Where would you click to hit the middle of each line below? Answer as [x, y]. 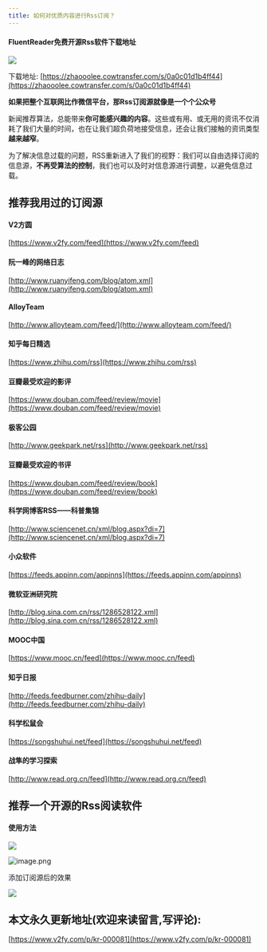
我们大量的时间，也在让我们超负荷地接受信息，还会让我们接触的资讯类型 [141, 128]
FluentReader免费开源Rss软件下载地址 [73, 42]
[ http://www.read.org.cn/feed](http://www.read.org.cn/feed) [108, 779]
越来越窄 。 [26, 138]
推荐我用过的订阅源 [55, 203]
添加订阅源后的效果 [40, 877]
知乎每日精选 [29, 344]
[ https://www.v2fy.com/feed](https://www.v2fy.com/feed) [104, 243]
